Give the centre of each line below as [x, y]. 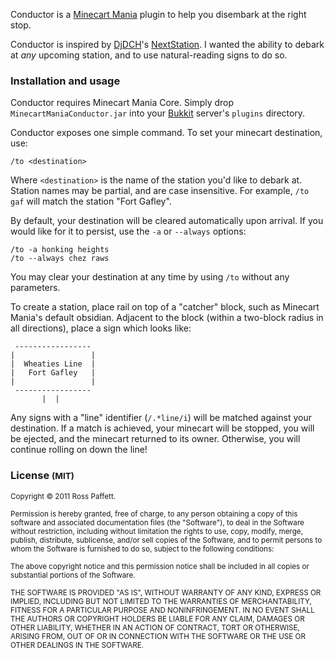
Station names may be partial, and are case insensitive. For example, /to [160, 191]
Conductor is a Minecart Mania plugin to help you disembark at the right [158, 14]
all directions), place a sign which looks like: [101, 328]
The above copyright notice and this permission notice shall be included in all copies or [160, 566]
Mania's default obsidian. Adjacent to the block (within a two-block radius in [167, 318]
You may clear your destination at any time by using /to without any [150, 277]
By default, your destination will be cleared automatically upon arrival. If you [167, 221]
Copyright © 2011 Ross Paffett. [63, 496]
